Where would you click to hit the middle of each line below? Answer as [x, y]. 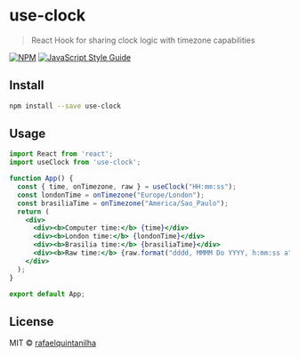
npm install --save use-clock [65, 106]
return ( [33, 211]
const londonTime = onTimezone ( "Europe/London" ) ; [111, 195]
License [32, 321]
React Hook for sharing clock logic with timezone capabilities [143, 40]
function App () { [41, 179]
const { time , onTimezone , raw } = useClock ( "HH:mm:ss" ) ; [127, 187]
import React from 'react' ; [61, 154]
